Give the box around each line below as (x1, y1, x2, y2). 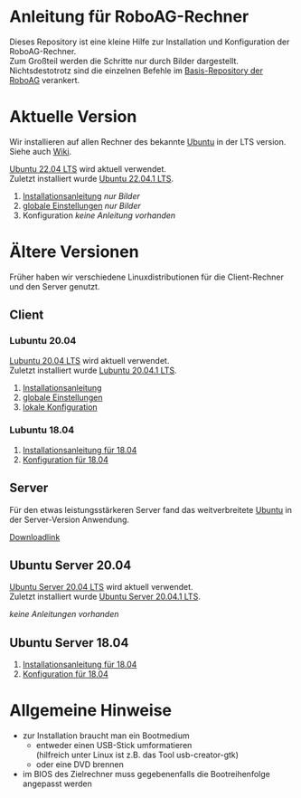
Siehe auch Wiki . (9, 146, 72, 157)
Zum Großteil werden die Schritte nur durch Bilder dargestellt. (9, 55, 240, 66)
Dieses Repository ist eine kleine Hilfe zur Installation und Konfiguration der (9, 36, 290, 47)
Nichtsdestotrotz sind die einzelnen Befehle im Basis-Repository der (9, 65, 264, 76)
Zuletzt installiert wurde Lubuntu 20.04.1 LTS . (9, 365, 178, 375)
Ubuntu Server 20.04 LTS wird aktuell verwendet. (9, 582, 193, 593)
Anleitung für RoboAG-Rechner (9, 6, 249, 27)
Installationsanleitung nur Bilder (22, 190, 140, 201)
